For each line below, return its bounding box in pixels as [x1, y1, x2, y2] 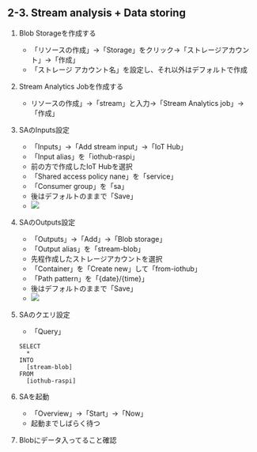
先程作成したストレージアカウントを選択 [30, 254, 163, 263]
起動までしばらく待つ [30, 418, 100, 428]
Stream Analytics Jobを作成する [18, 81, 124, 91]
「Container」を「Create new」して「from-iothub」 [30, 264, 202, 273]
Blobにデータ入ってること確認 [18, 435, 117, 445]
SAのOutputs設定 [18, 217, 76, 227]
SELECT [18, 342, 41, 350]
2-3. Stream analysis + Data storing [7, 6, 187, 20]
